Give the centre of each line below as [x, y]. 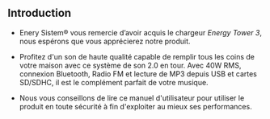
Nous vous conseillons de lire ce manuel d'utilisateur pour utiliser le [132, 98]
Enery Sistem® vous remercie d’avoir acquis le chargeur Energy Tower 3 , [140, 32]
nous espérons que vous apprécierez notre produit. [105, 41]
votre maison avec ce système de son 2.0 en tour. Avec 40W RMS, [130, 65]
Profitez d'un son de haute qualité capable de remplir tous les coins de [137, 56]
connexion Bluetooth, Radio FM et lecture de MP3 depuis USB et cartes [138, 74]
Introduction [40, 13]
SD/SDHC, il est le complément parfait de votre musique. [114, 82]
